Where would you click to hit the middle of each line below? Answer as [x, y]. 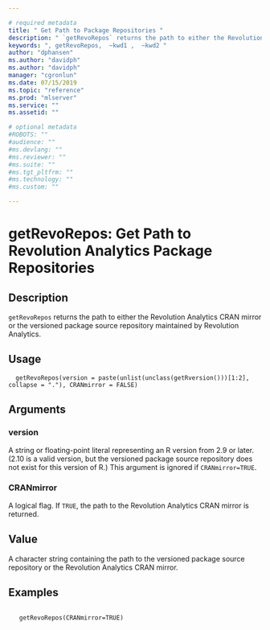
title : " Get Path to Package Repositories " [86, 30]
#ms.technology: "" [41, 179]
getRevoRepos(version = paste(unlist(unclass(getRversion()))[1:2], [133, 378]
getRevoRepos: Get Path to [100, 234]
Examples [33, 593]
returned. [24, 514]
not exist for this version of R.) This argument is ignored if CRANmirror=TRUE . [133, 467]
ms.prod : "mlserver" [43, 97]
